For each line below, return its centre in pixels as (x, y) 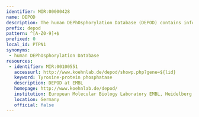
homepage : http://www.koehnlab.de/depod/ (66, 89)
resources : (20, 61)
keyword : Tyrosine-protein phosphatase (63, 77)
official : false (34, 105)
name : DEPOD (21, 17)
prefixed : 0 (21, 39)
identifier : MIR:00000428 (38, 12)
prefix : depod (24, 28)
